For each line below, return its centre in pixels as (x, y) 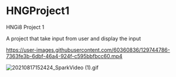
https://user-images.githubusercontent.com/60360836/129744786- (88, 50)
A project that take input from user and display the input (74, 38)
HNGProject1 (38, 11)
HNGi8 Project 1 (25, 27)
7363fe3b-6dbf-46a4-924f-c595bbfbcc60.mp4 (64, 56)
